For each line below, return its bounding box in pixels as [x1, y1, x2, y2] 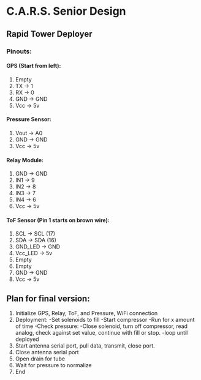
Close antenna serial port [15, 349, 79, 356]
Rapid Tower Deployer [6, 29, 93, 39]
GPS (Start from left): [6, 62, 61, 70]
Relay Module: [6, 156, 44, 163]
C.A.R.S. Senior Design [6, 4, 127, 18]
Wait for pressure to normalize [15, 362, 92, 369]
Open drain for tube [15, 355, 66, 362]
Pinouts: [6, 47, 32, 56]
